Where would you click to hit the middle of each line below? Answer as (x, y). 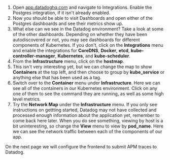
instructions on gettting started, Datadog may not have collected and (84, 110)
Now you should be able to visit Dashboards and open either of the (83, 18)
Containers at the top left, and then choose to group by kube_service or (89, 72)
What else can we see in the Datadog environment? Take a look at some (88, 29)
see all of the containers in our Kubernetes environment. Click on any (85, 88)
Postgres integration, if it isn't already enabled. (61, 13)
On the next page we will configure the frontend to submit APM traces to (81, 147)
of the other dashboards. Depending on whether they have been (80, 34)
